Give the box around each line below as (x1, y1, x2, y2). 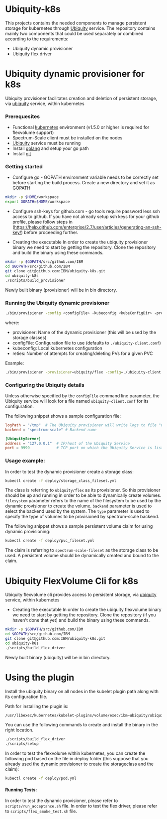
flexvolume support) (12, 129, 54, 135)
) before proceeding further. (21, 230, 79, 235)
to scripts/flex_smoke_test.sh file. (5, 808, 78, 815)
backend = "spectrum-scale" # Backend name (5, 427, 97, 432)
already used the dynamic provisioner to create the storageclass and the (5, 761, 154, 767)
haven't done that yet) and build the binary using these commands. (12, 617, 150, 623)
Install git (12, 151, 31, 157)
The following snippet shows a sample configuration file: (5, 413, 121, 419)
